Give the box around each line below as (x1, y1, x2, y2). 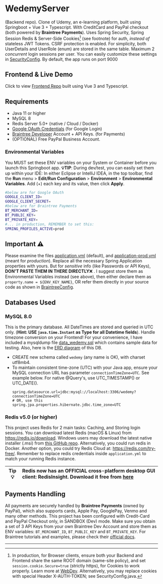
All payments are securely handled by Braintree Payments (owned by (5, 503, 145, 508)
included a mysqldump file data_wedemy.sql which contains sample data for (5, 340, 158, 345)
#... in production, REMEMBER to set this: (5, 222, 95, 227)
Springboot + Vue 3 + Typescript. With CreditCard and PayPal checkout (5, 24, 149, 30)
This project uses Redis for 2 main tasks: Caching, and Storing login (5, 425, 141, 431)
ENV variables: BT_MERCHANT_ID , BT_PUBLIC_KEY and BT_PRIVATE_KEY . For (5, 529, 146, 534)
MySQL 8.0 (5, 313, 33, 320)
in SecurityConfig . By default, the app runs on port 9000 (5, 56, 118, 62)
